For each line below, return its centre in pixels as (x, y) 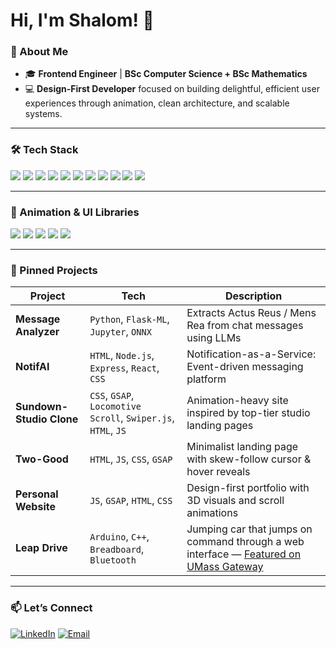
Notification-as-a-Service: (251, 354)
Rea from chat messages (245, 326)
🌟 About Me (39, 52)
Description (253, 296)
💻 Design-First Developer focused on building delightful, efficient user (172, 89)
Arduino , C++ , (119, 537)
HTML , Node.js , (122, 356)
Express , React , (124, 368)
